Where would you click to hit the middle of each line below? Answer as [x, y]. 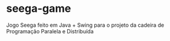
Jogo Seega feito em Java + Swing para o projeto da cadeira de [85, 25]
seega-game [39, 9]
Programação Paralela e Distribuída [50, 31]
